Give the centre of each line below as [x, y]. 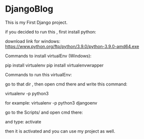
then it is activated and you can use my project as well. [60, 131]
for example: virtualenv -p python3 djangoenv [51, 103]
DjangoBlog [29, 9]
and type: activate [23, 122]
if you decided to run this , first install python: [51, 32]
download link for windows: [33, 41]
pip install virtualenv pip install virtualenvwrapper [54, 65]
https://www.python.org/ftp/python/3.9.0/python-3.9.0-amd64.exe [72, 46]
